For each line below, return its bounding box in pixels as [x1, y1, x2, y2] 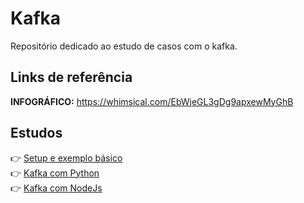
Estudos [10, 125, 63, 142]
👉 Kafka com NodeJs [10, 182, 103, 194]
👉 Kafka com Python [10, 167, 100, 179]
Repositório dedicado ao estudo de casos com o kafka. [10, 40, 238, 52]
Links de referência [10, 69, 133, 86]
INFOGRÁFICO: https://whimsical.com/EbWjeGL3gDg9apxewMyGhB [10, 95, 294, 107]
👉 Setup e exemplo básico [10, 152, 123, 164]
